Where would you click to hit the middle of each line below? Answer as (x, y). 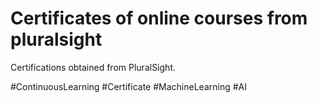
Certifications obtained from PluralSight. (93, 67)
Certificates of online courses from (159, 18)
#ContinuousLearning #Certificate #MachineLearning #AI (128, 86)
